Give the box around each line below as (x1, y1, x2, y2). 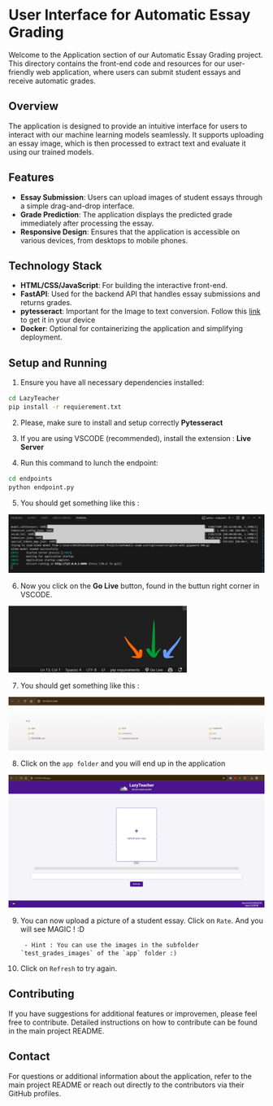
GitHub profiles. (8, 1088, 62, 1098)
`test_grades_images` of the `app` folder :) (19, 950, 177, 958)
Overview (8, 99, 59, 113)
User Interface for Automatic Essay (8, 6, 251, 24)
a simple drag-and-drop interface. (19, 201, 135, 211)
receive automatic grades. (8, 76, 96, 85)
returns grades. (19, 298, 72, 308)
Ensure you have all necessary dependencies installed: (19, 378, 205, 387)
